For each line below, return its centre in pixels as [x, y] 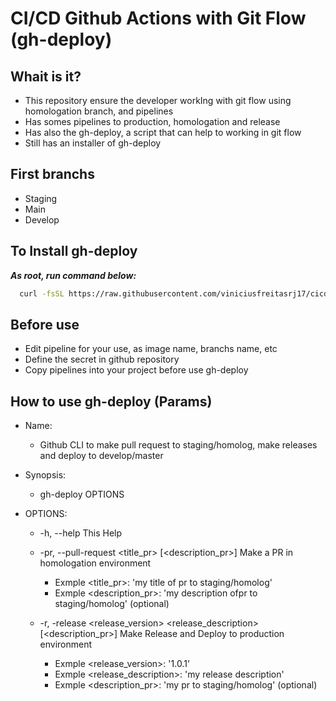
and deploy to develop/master [101, 456]
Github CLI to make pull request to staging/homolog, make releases [178, 445]
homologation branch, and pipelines [99, 111]
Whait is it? [46, 76]
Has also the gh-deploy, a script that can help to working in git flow [163, 132]
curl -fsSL [42, 293]
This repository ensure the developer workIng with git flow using [158, 100]
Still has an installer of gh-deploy [93, 143]
